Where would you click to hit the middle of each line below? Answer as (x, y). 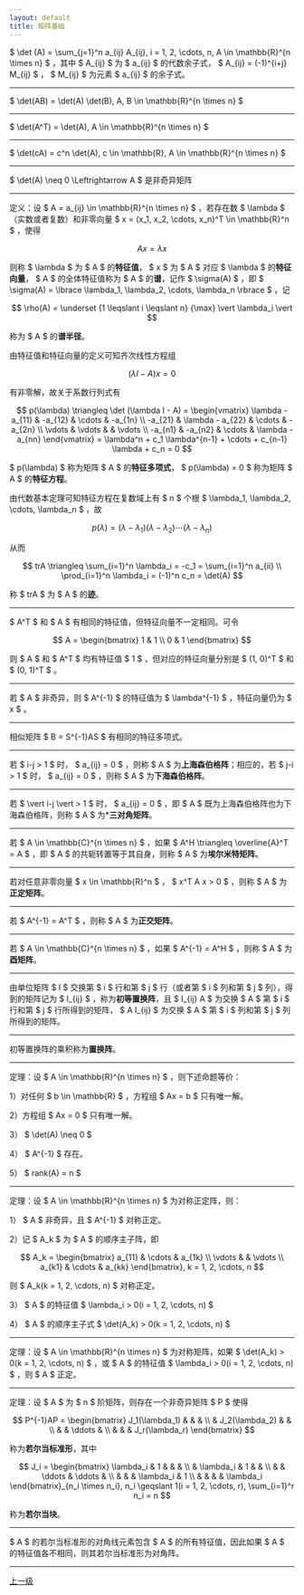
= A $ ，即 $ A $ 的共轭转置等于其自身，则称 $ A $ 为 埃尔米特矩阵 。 (137, 854)
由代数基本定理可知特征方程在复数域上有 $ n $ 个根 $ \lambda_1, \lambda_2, (150, 498)
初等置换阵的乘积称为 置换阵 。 (65, 1049)
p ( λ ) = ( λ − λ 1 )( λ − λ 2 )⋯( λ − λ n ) (152, 528)
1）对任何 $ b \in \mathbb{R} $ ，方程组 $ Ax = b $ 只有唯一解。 (129, 1096)
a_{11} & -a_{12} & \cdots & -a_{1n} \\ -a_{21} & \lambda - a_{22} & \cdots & (149, 420)
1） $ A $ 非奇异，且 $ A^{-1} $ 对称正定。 (88, 1220)
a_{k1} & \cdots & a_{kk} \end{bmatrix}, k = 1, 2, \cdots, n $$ (152, 1267)
